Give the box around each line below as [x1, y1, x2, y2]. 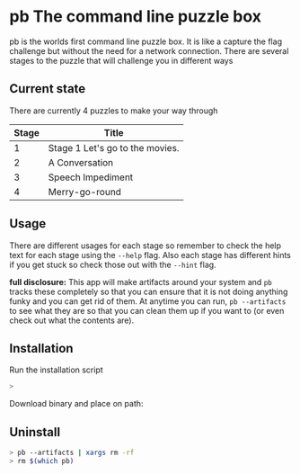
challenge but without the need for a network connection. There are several [9, 45, 289, 56]
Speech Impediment [48, 171, 134, 183]
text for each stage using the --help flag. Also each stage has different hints [9, 249, 292, 260]
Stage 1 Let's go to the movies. [48, 141, 180, 154]
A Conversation [48, 156, 114, 168]
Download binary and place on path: [9, 398, 144, 409]
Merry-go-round [48, 185, 121, 198]
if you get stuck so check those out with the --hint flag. [9, 259, 217, 270]
